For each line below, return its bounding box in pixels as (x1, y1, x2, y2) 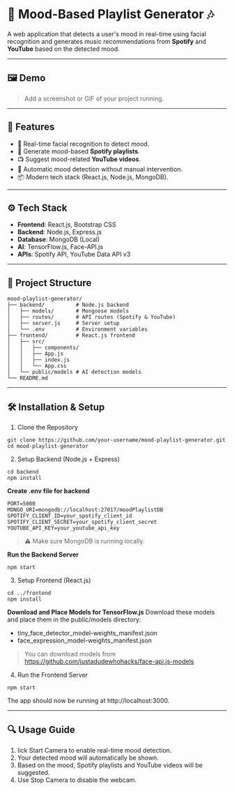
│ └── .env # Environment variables (7, 326, 148, 333)
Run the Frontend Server (17, 671, 88, 679)
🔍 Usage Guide (7, 724, 75, 736)
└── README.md (7, 375, 49, 382)
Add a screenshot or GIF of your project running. (24, 94, 164, 103)
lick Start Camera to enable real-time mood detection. (17, 746, 172, 754)
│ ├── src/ (7, 338, 45, 345)
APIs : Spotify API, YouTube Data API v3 (17, 250, 131, 259)
